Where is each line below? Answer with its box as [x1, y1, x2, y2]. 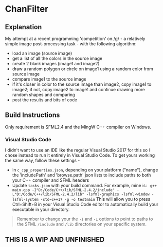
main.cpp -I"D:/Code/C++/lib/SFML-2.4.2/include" [12, 188, 115, 193]
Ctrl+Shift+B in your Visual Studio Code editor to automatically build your [12, 201, 159, 208]
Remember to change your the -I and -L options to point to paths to [17, 216, 153, 222]
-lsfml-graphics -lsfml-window [86, 192, 150, 197]
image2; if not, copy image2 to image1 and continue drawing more [12, 87, 145, 92]
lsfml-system [12, 197, 39, 202]
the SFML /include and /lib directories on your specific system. [17, 221, 147, 227]
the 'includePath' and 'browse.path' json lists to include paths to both [12, 172, 151, 178]
